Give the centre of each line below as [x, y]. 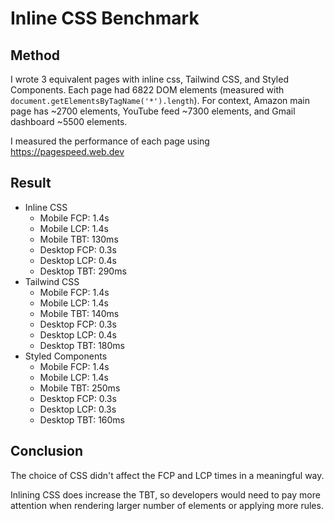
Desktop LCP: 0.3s [78, 409]
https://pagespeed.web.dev [67, 151]
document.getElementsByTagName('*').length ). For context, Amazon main [160, 100]
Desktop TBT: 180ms [82, 345]
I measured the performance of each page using [110, 141]
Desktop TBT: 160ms [82, 419]
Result [31, 183]
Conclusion [47, 451]
